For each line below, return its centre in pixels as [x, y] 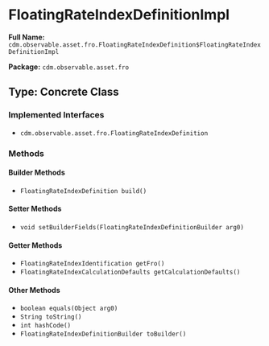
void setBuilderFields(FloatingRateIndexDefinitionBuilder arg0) [132, 227]
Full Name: [27, 37]
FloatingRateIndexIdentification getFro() [92, 264]
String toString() [51, 317]
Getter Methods [35, 245]
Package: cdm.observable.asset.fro [69, 67]
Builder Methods [37, 173]
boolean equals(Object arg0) [69, 309]
